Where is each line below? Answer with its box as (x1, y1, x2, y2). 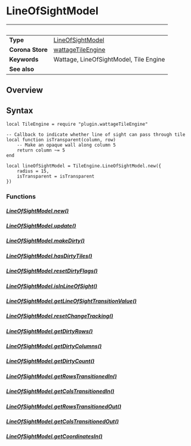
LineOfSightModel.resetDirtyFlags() (6, 267, 98, 275)
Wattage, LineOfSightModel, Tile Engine (53, 55, 165, 63)
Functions (6, 193, 36, 201)
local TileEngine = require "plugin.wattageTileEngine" (6, 121, 148, 128)
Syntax (6, 106, 33, 116)
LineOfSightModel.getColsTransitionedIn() (6, 388, 115, 395)
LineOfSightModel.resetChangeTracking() (6, 312, 113, 320)
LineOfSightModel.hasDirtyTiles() (6, 252, 93, 259)
